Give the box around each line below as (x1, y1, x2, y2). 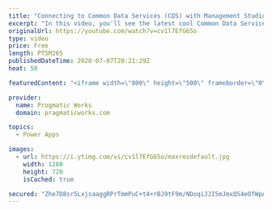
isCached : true (23, 175, 74, 183)
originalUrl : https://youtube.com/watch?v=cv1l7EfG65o (8, 27, 198, 35)
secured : (8, 190, 38, 198)
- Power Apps (15, 131, 60, 139)
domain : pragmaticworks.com (15, 108, 111, 117)
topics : (8, 123, 35, 132)
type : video (8, 34, 49, 43)
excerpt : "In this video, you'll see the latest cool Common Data (8, 19, 237, 27)
